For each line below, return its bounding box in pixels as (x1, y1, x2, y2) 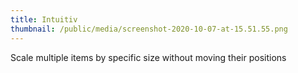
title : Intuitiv (10, 14, 78, 25)
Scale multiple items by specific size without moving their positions (10, 51, 287, 63)
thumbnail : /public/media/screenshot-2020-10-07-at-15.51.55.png (10, 24, 288, 34)
